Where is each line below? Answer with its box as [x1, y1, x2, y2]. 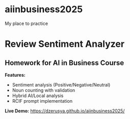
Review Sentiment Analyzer [5, 38, 125, 50]
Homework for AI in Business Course [5, 58, 124, 67]
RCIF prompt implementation [12, 98, 72, 104]
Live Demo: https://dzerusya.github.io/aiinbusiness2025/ [5, 108, 125, 114]
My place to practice [5, 20, 48, 26]
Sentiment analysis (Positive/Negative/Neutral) [12, 81, 111, 87]
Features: [5, 72, 26, 78]
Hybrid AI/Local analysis [12, 93, 64, 99]
